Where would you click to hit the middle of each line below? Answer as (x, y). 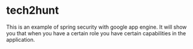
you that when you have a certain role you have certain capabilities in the (96, 33)
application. (21, 39)
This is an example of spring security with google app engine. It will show (96, 27)
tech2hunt (33, 10)
